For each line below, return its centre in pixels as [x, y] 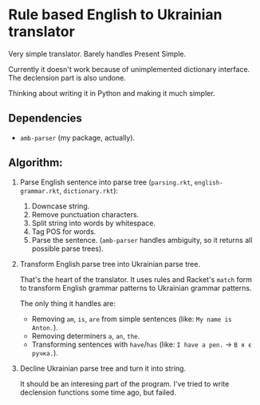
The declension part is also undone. [67, 77]
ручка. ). [45, 352]
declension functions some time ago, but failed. [98, 392]
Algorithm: [35, 163]
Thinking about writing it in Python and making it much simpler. [112, 93]
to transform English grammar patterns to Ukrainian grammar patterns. [136, 288]
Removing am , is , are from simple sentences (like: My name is [132, 319]
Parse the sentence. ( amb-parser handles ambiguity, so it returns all [142, 240]
